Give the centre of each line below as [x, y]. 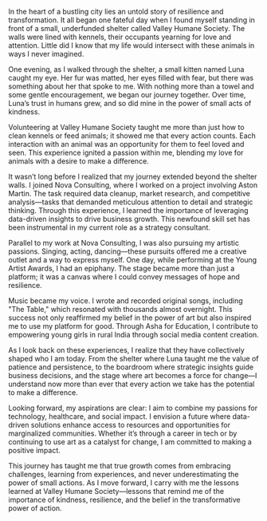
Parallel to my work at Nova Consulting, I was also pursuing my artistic [124, 243]
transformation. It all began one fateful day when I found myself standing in [132, 20]
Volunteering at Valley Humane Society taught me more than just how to [126, 127]
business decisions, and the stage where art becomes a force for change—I [133, 375]
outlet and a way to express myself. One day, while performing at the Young [133, 260]
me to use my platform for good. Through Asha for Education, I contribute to [133, 326]
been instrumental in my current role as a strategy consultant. [110, 227]
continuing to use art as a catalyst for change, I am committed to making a [130, 442]
